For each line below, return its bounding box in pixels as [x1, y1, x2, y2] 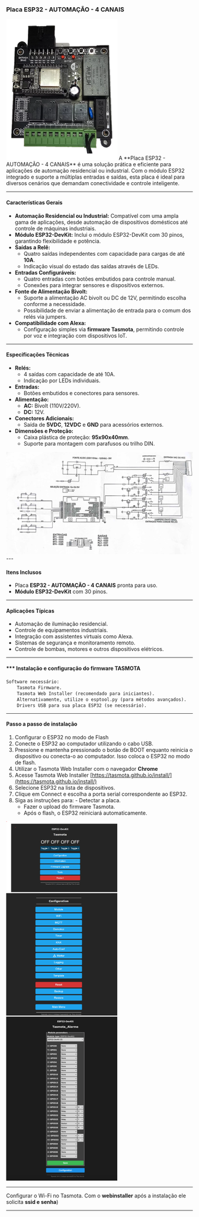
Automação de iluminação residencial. [14, 620, 108, 628]
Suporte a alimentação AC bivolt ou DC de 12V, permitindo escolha [23, 294, 187, 301]
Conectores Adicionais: [14, 415, 74, 422]
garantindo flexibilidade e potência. [14, 237, 101, 244]
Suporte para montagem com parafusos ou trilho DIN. [23, 440, 155, 447]
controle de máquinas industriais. [14, 225, 97, 232]
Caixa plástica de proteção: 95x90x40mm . [23, 433, 130, 441]
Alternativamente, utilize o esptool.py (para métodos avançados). [17, 697, 187, 703]
